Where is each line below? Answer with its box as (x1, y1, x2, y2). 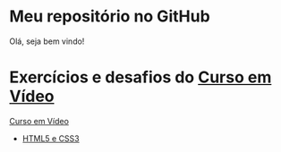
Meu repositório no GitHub (9, 6, 210, 27)
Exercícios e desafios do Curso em (9, 67, 272, 88)
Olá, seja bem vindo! (9, 36, 85, 46)
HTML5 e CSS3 (21, 132, 80, 144)
